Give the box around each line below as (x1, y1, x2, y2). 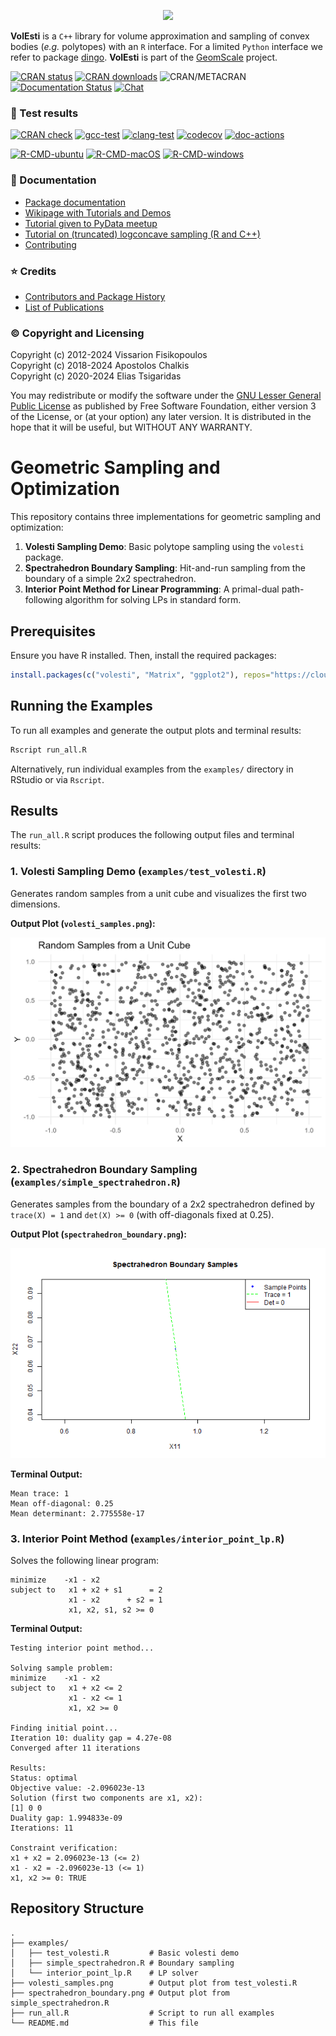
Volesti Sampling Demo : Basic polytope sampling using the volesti (24, 541, 305, 553)
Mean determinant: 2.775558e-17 (10, 1508, 145, 1519)
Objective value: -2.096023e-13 (10, 1783, 145, 1793)
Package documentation (24, 196, 126, 208)
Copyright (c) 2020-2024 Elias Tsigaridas (10, 370, 182, 382)
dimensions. (10, 898, 61, 910)
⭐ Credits (10, 264, 57, 278)
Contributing (24, 238, 77, 250)
